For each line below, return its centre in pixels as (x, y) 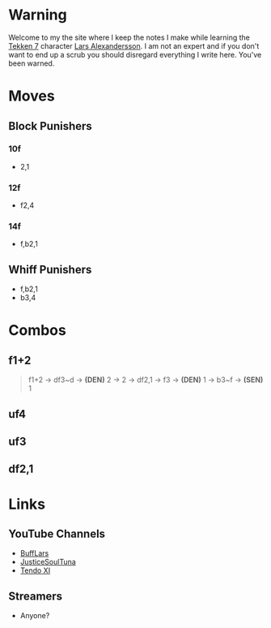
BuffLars (34, 553)
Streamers (36, 596)
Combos (37, 331)
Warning (38, 15)
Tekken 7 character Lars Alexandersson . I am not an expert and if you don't (134, 45)
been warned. (32, 63)
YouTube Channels (57, 533)
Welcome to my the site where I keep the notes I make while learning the (129, 37)
